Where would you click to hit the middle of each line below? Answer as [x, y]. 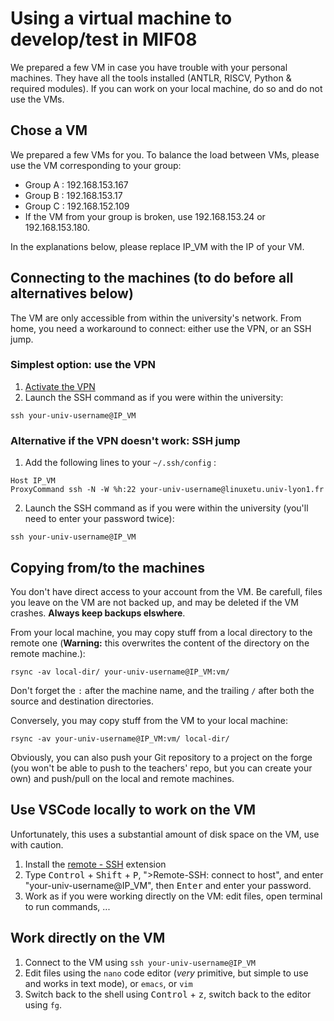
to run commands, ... [67, 906]
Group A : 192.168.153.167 [76, 184]
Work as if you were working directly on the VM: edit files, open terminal [173, 896]
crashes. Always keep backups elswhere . [98, 613]
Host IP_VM [33, 481]
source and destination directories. [82, 701]
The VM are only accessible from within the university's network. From [156, 318]
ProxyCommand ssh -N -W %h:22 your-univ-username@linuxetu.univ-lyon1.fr [167, 490]
